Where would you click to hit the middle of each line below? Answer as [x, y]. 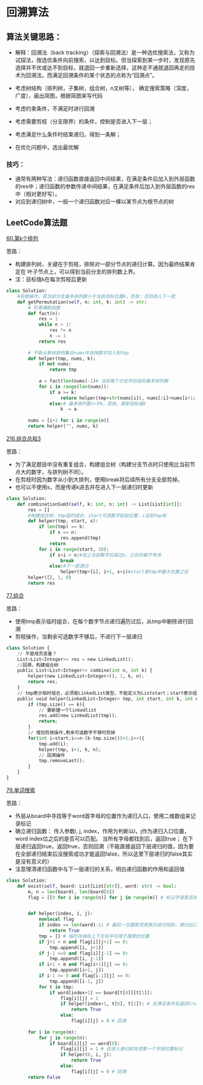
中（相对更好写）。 [37, 194]
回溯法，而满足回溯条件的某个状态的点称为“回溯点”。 [92, 75]
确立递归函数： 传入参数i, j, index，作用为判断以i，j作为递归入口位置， [102, 831]
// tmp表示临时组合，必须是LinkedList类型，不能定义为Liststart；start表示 [105, 693]
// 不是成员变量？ [37, 654]
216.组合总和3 [24, 438]
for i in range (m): [53, 1032]
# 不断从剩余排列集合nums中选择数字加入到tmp [78, 353]
